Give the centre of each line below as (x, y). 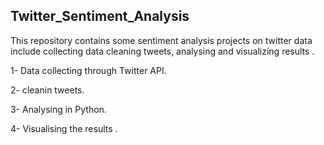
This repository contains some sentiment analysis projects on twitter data (161, 40)
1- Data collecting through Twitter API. (88, 70)
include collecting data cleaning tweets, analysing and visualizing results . (162, 51)
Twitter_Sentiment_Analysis (100, 16)
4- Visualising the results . (64, 128)
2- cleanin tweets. (47, 90)
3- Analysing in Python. (58, 109)
